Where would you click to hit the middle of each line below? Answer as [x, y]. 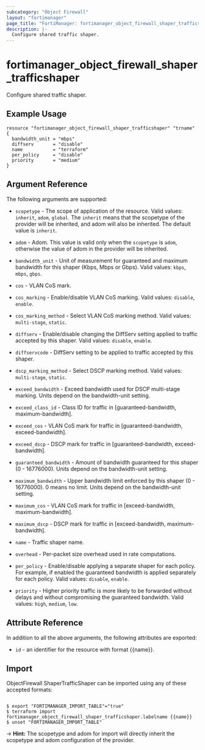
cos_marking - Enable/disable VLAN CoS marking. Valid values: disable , [105, 297]
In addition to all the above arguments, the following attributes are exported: [102, 638]
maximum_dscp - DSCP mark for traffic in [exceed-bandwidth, [90, 524]
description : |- [27, 29]
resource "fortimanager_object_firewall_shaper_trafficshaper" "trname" [101, 128]
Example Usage [37, 114]
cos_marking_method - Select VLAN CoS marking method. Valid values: [103, 315]
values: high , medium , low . [46, 603]
